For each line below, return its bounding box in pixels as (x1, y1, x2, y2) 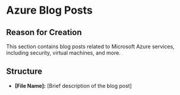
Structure (6, 66, 43, 77)
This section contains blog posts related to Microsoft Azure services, (6, 43, 175, 50)
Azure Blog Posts (6, 4, 93, 17)
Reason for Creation (6, 27, 82, 37)
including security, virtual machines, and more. (6, 49, 121, 56)
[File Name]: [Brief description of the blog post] (14, 82, 132, 89)
